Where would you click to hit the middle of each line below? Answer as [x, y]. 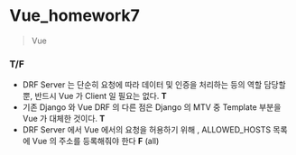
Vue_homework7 [74, 16]
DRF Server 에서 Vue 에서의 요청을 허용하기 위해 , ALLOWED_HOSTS [147, 130]
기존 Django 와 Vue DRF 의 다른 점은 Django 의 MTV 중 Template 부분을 [152, 107]
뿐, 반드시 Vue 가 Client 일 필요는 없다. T [94, 96]
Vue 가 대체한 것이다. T [64, 119]
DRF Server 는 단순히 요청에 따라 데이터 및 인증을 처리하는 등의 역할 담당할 [154, 85]
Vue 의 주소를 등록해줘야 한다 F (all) [96, 141]
